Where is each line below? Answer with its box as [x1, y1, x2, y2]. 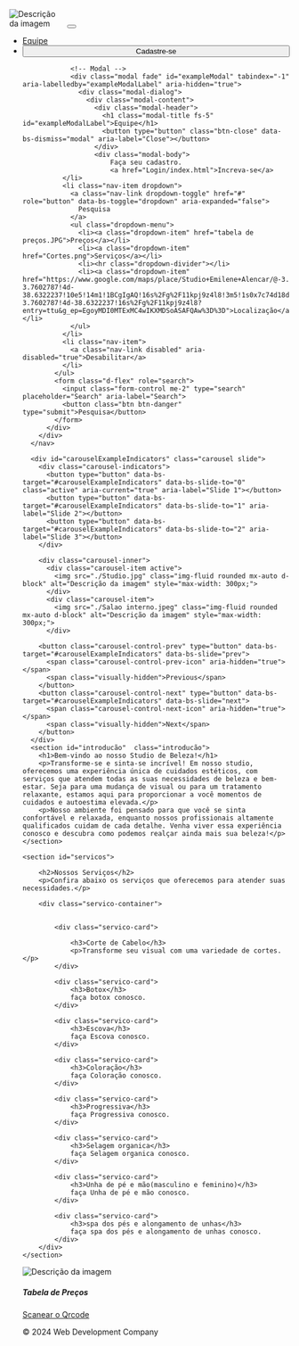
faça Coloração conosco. [69, 1071, 163, 1080]
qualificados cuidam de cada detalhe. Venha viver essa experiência [21, 822, 282, 830]
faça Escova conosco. [69, 1032, 150, 1041]
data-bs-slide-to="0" [166, 478, 246, 487]
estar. [21, 782, 47, 791]
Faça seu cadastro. [109, 158, 182, 167]
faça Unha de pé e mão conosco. [69, 1188, 190, 1197]
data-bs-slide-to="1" [166, 501, 246, 510]
